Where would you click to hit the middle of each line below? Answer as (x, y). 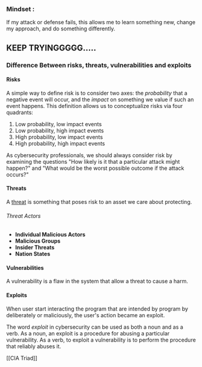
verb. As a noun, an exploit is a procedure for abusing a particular (88, 333)
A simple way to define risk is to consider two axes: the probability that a (97, 93)
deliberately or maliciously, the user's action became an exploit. (86, 315)
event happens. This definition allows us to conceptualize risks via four (95, 106)
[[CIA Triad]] (22, 358)
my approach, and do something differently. (61, 29)
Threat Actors (24, 216)
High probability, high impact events (60, 143)
